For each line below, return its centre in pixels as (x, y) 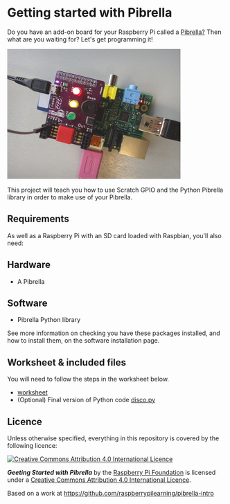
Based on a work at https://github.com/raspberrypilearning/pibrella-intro (111, 493)
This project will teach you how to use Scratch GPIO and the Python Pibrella (115, 190)
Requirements (38, 219)
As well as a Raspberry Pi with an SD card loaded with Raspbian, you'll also (114, 235)
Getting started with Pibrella (90, 13)
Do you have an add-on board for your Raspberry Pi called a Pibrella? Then (114, 32)
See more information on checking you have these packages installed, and (114, 333)
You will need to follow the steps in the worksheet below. (88, 379)
